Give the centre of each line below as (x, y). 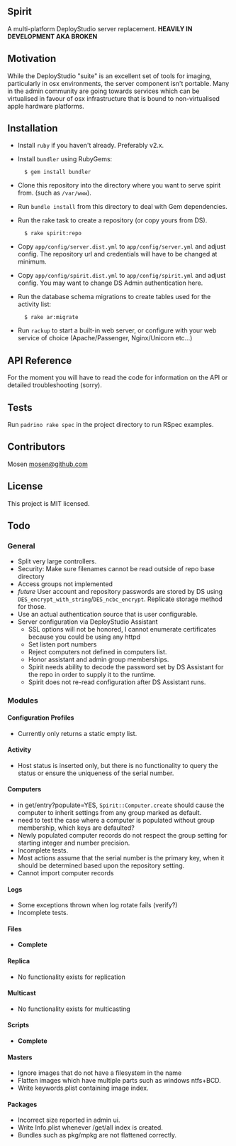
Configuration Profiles (41, 718)
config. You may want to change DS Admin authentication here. (110, 283)
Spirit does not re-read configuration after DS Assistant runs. (117, 682)
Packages (22, 1104)
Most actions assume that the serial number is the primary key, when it (121, 858)
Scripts (18, 1025)
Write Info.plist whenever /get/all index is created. (90, 1128)
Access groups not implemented (65, 584)
